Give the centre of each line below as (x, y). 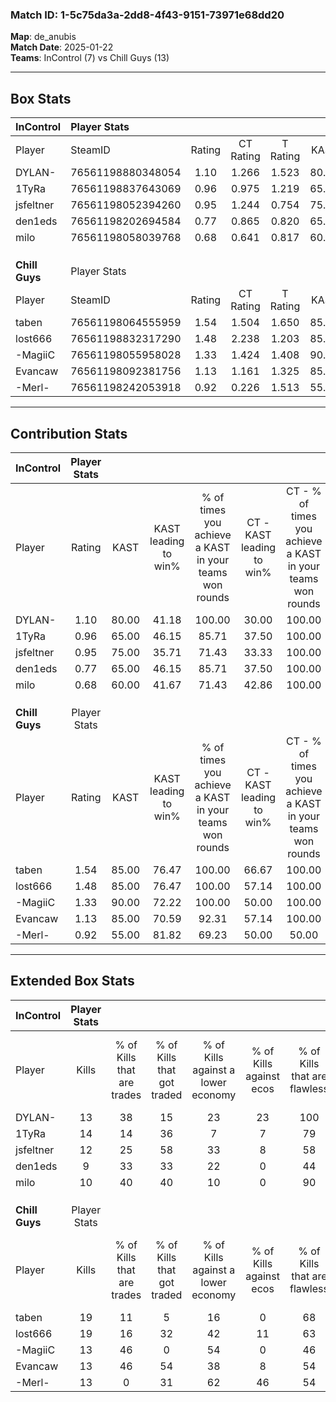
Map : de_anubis (43, 37)
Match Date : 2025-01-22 (62, 47)
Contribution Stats (69, 433)
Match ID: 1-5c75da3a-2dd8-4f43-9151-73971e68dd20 (147, 15)
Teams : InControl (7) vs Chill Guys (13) (90, 58)
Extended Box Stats (72, 981)
